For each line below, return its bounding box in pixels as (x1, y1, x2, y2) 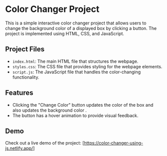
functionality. (12, 74, 39, 80)
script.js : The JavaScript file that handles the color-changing (12, 69, 141, 75)
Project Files (5, 45, 45, 53)
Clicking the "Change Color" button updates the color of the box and (12, 102, 154, 108)
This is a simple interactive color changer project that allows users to (5, 20, 147, 26)
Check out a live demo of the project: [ (5, 140, 84, 146)
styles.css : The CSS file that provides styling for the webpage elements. (12, 63, 163, 69)
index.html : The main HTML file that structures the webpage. (12, 58, 139, 64)
